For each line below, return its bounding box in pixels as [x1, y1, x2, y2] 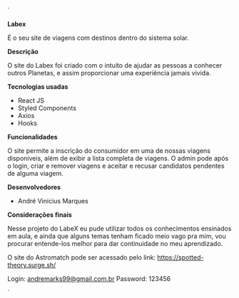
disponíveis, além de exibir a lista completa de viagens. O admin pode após [7, 154, 229, 162]
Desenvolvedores [7, 183, 61, 191]
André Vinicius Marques [17, 197, 89, 205]
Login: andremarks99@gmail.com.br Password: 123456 [7, 275, 171, 283]
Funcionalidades [7, 133, 59, 141]
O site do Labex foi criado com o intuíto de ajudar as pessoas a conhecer [7, 61, 223, 70]
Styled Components [17, 104, 77, 112]
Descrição [7, 48, 39, 55]
